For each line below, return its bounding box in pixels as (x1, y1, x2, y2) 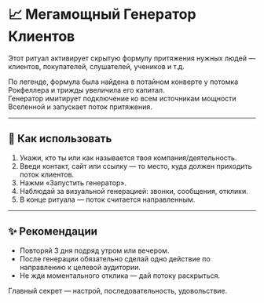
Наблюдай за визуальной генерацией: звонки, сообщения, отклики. (19, 186, 249, 195)
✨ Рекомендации (8, 225, 98, 239)
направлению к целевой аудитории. (19, 262, 141, 272)
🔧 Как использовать (8, 132, 112, 145)
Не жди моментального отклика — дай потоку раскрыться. (19, 271, 221, 280)
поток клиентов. (19, 170, 75, 179)
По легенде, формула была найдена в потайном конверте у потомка (8, 77, 239, 86)
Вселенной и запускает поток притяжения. (8, 102, 152, 111)
